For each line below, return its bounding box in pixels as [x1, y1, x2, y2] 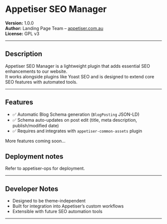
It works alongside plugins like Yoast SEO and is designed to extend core [5, 73, 155, 79]
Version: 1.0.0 [5, 20, 34, 26]
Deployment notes [5, 152, 64, 161]
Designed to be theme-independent [12, 198, 86, 204]
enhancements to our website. [5, 68, 68, 74]
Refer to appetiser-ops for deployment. [5, 166, 85, 172]
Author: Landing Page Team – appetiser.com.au [5, 25, 103, 31]
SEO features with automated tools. [5, 79, 78, 85]
